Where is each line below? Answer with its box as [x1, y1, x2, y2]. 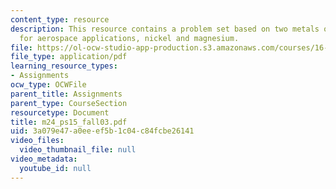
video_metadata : [10, 154, 78, 164]
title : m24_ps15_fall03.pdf [10, 117, 128, 127]
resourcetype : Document [10, 107, 110, 118]
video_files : [10, 136, 65, 146]
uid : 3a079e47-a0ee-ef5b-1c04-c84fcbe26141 [10, 126, 195, 136]
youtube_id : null [19, 163, 92, 173]
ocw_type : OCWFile [10, 80, 87, 90]
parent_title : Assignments [10, 89, 123, 99]
